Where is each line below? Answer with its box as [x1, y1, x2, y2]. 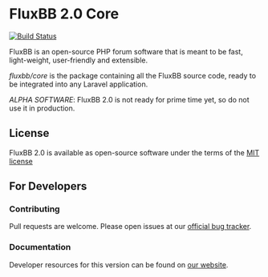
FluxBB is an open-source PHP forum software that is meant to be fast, [9, 46, 243, 56]
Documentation [9, 242, 71, 253]
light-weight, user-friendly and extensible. [9, 55, 148, 65]
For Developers [9, 179, 87, 193]
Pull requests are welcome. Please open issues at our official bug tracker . [9, 222, 252, 231]
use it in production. [9, 103, 75, 113]
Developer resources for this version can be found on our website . [9, 259, 229, 269]
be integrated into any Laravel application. [9, 79, 148, 89]
